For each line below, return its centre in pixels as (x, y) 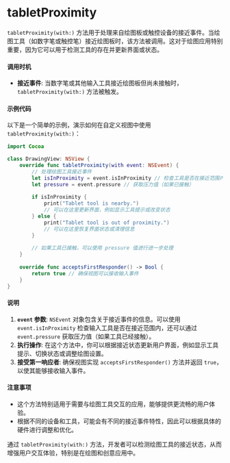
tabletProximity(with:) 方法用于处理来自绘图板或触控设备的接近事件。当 (111, 32)
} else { (44, 216)
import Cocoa (26, 147)
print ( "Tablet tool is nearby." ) (91, 203)
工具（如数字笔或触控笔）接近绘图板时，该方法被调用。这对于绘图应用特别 (118, 41)
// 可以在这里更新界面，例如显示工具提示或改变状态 (107, 210)
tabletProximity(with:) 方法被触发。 (70, 92)
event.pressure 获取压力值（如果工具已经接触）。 (86, 336)
